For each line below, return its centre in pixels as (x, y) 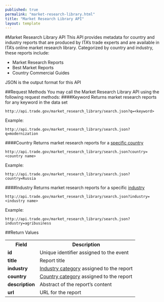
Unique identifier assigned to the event (84, 252)
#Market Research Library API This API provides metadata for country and (80, 37)
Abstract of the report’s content (76, 284)
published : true (22, 10)
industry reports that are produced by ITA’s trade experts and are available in (82, 43)
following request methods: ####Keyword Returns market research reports (81, 97)
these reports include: (27, 53)
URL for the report (60, 293)
